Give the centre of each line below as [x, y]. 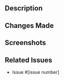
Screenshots [25, 43]
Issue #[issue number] [36, 72]
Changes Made [29, 26]
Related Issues [28, 60]
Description [24, 8]
